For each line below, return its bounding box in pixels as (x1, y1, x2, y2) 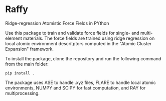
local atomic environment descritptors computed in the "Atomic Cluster (5, 40, 152, 46)
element (5, 35, 22, 41)
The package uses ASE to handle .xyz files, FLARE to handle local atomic (5, 79, 156, 85)
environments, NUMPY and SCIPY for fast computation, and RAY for (5, 84, 146, 91)
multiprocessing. (5, 90, 40, 96)
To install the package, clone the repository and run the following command (5, 55, 161, 61)
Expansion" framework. (5, 46, 54, 52)
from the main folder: (5, 61, 49, 67)
